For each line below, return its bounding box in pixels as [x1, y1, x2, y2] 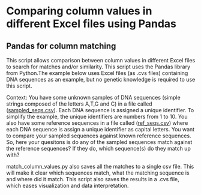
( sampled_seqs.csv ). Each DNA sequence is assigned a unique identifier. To [6, 107, 194, 113]
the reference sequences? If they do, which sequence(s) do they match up [6, 145, 191, 152]
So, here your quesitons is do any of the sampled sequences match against [6, 139, 193, 145]
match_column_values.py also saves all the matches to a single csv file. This [6, 163, 194, 170]
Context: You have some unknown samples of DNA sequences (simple [6, 94, 181, 101]
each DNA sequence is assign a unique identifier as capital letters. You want [6, 126, 195, 133]
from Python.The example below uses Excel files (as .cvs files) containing [6, 70, 188, 76]
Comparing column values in [6, 4, 152, 18]
